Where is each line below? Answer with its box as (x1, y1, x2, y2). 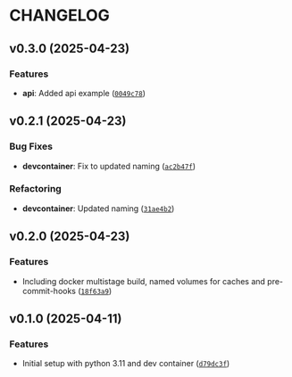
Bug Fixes (9, 140, 54, 152)
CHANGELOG (9, 5, 110, 26)
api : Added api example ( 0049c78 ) (21, 87, 146, 98)
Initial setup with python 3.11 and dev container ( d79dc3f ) (21, 358, 230, 369)
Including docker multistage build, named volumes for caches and (21, 275, 266, 286)
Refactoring (9, 183, 63, 195)
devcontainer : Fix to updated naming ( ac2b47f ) (21, 160, 196, 171)
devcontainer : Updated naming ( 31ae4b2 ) (21, 202, 175, 214)
